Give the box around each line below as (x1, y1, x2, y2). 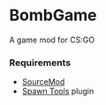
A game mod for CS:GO (9, 34, 95, 45)
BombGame (9, 5, 97, 26)
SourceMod (21, 77, 65, 87)
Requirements (9, 56, 72, 69)
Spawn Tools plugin (21, 86, 95, 97)
